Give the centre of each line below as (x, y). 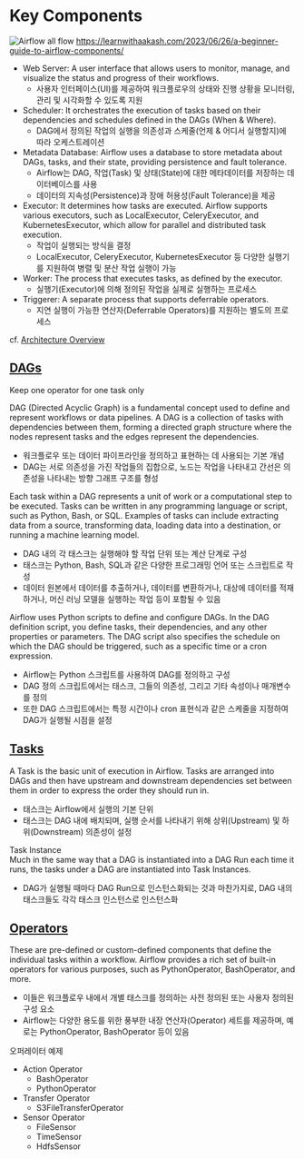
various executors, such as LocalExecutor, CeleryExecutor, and (140, 215)
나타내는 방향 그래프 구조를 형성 (103, 478)
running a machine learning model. (74, 535)
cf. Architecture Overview (57, 339)
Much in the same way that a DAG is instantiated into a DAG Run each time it (152, 859)
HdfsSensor (59, 1146)
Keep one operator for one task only (77, 390)
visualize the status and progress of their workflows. (121, 77)
